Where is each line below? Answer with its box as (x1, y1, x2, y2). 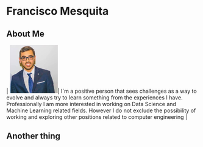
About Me (6, 29, 45, 39)
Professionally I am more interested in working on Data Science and (6, 101, 177, 107)
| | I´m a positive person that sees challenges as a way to (6, 87, 197, 95)
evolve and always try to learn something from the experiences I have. (6, 94, 183, 101)
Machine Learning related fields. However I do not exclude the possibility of (6, 107, 196, 114)
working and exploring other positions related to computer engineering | (6, 113, 188, 120)
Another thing (6, 131, 61, 142)
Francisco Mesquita (6, 4, 109, 18)
